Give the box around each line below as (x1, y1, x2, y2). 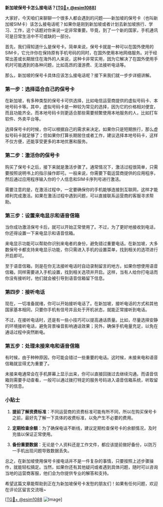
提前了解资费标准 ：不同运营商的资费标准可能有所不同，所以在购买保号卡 (12, 409, 157, 414)
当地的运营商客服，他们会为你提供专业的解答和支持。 (5, 470, 112, 476)
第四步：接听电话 (5, 289, 45, 295)
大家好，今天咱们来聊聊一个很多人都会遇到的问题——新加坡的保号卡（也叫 (5, 15, 154, 21)
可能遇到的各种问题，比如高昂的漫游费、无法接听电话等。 (13, 62, 129, 68)
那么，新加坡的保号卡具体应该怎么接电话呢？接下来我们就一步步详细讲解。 (5, 73, 154, 78)
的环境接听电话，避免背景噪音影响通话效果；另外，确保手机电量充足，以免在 (5, 323, 158, 329)
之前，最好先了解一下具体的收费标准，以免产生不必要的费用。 (12, 414, 136, 421)
